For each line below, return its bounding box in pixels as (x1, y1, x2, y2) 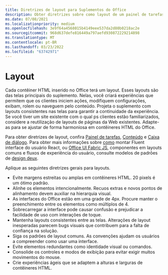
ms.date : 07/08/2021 (5, 16, 48, 21)
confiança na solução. (12, 228, 58, 234)
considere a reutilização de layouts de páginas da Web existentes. (5, 119, 141, 125)
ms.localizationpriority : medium (5, 21, 75, 26)
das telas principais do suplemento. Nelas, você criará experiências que (5, 92, 153, 98)
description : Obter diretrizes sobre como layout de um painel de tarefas (5, 12, 164, 17)
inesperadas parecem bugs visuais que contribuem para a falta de (12, 222, 149, 228)
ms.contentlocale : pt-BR (5, 40, 57, 45)
